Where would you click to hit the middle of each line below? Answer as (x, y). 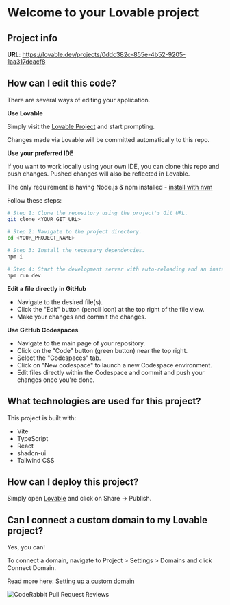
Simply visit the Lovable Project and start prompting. (81, 126)
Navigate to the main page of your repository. (81, 343)
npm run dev (24, 275)
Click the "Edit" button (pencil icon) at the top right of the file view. (111, 309)
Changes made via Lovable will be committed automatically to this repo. (108, 139)
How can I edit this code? (62, 83)
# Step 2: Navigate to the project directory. (75, 231)
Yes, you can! (26, 547)
